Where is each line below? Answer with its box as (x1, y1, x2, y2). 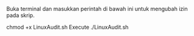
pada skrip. (6, 12, 35, 19)
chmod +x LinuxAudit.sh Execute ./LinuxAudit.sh (6, 24, 129, 31)
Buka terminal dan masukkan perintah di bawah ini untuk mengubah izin (6, 5, 188, 12)
